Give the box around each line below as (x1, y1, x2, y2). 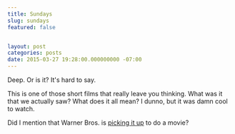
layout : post (7, 43, 46, 50)
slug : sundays (7, 17, 50, 24)
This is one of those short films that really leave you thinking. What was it (7, 90, 223, 98)
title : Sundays (7, 10, 53, 18)
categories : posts (7, 49, 62, 57)
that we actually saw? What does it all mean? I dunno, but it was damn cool (7, 97, 229, 105)
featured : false (7, 24, 56, 31)
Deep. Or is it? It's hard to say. (7, 76, 96, 84)
